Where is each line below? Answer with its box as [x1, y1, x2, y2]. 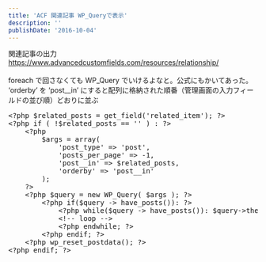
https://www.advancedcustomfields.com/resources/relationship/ [8, 58, 219, 67]
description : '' [8, 19, 62, 27]
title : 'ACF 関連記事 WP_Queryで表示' [8, 11, 128, 20]
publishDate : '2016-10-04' [8, 26, 97, 34]
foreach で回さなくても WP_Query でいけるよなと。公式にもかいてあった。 [8, 76, 253, 85]
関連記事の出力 [8, 49, 57, 59]
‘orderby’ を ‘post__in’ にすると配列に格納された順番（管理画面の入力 [8, 85, 234, 95]
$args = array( [41, 135, 101, 144]
